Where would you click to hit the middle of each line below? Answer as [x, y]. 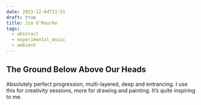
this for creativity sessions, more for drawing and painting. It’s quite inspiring [101, 90]
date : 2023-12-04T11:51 [36, 12]
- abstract [25, 34]
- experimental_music [39, 40]
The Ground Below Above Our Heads [76, 70]
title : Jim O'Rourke [32, 23]
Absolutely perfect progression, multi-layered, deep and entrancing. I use [97, 84]
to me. [14, 97]
